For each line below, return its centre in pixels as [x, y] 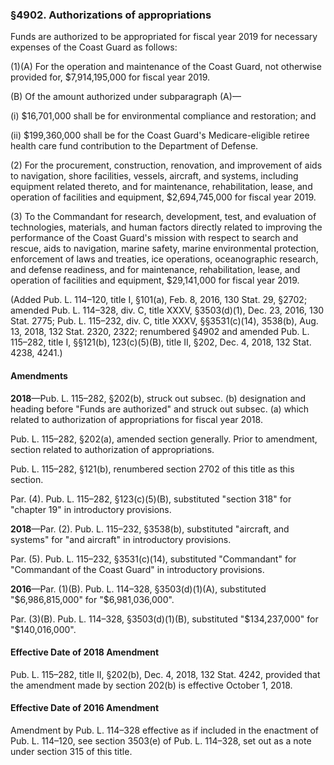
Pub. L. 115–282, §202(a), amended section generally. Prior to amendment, [164, 439]
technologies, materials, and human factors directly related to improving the [166, 227]
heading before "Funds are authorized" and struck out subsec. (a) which [160, 409]
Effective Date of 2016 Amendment [85, 708]
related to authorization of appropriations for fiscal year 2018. [136, 419]
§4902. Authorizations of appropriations [111, 15]
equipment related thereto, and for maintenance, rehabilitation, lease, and [161, 187]
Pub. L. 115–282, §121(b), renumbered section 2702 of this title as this [152, 469]
